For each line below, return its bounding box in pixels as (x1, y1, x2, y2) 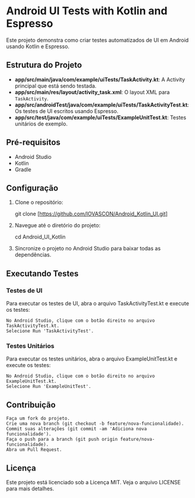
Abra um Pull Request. (6, 447, 62, 453)
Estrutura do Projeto (6, 60, 82, 70)
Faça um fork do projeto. (6, 415, 70, 422)
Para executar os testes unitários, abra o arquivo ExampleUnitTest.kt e (6, 355, 178, 362)
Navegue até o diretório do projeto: (14, 222, 101, 229)
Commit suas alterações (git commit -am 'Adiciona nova (6, 426, 147, 432)
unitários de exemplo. (14, 120, 68, 127)
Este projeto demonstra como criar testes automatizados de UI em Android (6, 36, 189, 43)
